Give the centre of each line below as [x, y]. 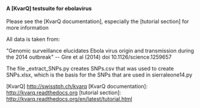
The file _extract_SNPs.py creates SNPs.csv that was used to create [90, 69]
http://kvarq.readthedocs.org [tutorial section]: [64, 93]
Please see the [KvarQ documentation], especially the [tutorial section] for [98, 21]
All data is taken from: [33, 39]
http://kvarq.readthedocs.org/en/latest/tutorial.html [69, 99]
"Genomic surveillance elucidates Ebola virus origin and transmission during [100, 51]
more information [28, 28]
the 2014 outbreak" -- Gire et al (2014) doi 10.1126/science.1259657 [89, 57]
